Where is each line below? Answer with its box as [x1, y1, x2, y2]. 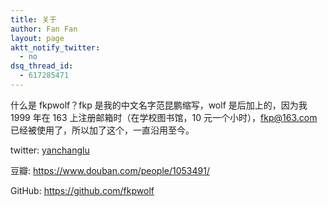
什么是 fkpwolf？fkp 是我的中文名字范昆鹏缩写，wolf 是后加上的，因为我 [10, 99, 308, 111]
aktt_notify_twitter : [10, 42, 101, 53]
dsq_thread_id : [10, 61, 74, 71]
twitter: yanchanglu [10, 144, 90, 156]
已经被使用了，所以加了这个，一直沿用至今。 [10, 124, 195, 136]
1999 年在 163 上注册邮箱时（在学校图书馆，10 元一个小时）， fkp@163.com [10, 111, 318, 123]
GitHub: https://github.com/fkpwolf [10, 184, 155, 196]
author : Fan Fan [10, 24, 78, 34]
